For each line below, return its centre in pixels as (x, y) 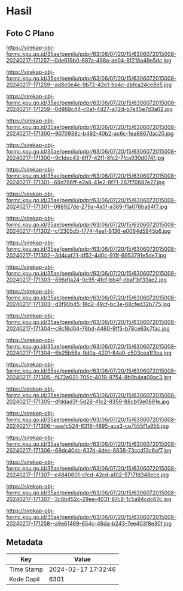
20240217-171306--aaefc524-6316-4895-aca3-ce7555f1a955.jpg (88, 426)
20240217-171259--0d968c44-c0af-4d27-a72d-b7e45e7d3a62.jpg (90, 109)
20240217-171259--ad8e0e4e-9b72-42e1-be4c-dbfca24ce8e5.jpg (89, 85)
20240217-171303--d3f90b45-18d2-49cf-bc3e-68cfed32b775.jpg (88, 304)
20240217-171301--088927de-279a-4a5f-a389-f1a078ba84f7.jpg (87, 206)
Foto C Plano (30, 33)
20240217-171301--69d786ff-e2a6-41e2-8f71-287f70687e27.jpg (86, 182)
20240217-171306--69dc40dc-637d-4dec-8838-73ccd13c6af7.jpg (89, 450)
